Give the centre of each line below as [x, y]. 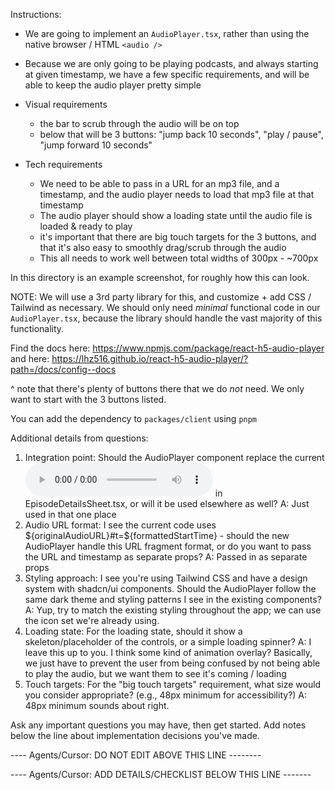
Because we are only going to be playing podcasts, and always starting [171, 63]
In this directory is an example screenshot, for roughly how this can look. [160, 277]
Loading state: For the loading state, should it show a [133, 631]
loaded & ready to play [86, 226]
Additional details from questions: [79, 438]
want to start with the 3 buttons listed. [88, 399]
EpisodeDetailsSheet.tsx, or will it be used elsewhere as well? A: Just [167, 503]
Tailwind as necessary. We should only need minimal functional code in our [165, 307]
